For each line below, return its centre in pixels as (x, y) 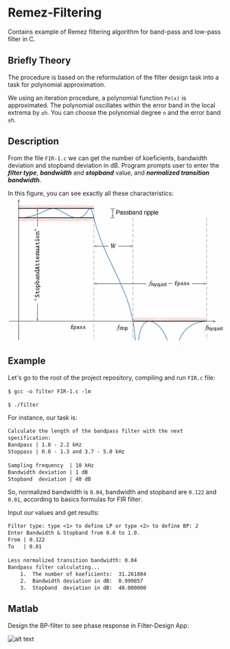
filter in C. (22, 38)
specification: (30, 438)
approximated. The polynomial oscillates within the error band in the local (112, 105)
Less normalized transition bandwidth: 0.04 (72, 560)
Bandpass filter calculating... (54, 567)
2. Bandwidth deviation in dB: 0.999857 (82, 581)
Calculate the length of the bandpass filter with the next (96, 431)
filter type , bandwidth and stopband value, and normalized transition (109, 173)
